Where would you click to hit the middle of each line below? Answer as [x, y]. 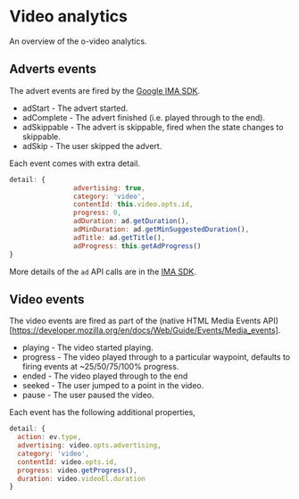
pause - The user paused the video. [88, 395]
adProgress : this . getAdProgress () [137, 246]
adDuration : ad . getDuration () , [131, 221]
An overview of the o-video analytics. [78, 41]
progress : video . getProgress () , [78, 470]
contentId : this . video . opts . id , [133, 204]
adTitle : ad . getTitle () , [119, 237]
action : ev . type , [50, 437]
